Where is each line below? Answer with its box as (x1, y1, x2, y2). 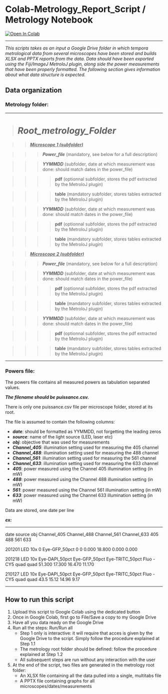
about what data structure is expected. (5, 71, 86, 77)
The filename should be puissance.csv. (5, 394, 89, 400)
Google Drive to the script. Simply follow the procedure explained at (19, 635, 160, 641)
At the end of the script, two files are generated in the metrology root (12, 661, 155, 668)
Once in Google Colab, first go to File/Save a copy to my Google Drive (12, 614, 156, 620)
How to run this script (5, 595, 74, 604)
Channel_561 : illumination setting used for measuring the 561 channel (12, 455, 156, 461)
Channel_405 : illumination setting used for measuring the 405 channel (12, 444, 159, 450)
